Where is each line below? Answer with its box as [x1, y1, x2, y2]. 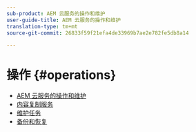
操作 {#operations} [6, 67, 117, 83]
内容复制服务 [16, 100, 53, 109]
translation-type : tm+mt [6, 23, 78, 30]
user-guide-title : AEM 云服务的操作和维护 [6, 17, 121, 23]
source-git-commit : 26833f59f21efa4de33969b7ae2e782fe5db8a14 [6, 29, 189, 37]
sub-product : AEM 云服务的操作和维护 [6, 10, 106, 17]
